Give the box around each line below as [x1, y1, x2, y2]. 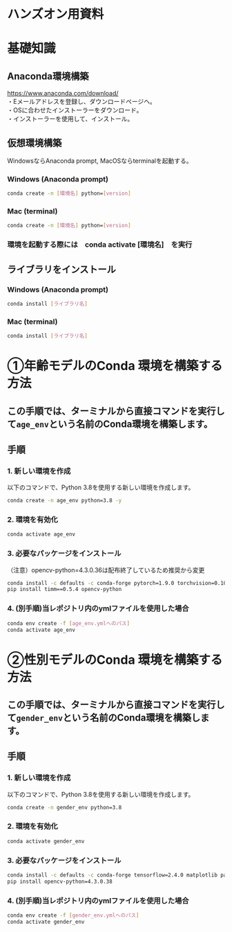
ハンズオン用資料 [7, 6, 104, 22]
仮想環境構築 [7, 137, 62, 149]
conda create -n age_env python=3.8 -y [7, 497, 122, 504]
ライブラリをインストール [7, 263, 116, 275]
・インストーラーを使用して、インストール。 [7, 115, 134, 123]
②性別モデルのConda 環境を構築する [7, 652, 223, 667]
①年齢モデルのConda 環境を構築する [7, 358, 223, 374]
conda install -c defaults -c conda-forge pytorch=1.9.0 [7, 579, 175, 586]
